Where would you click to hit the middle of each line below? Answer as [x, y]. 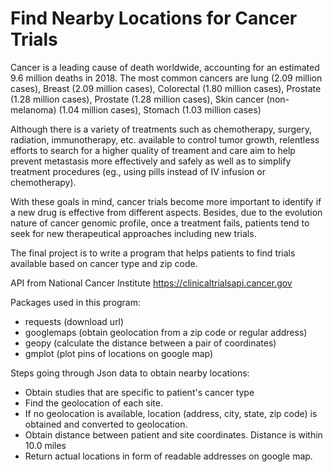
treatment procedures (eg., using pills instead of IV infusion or [138, 171]
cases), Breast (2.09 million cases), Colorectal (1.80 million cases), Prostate [166, 88]
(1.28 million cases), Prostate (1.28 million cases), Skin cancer [137, 99]
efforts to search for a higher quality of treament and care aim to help [153, 150]
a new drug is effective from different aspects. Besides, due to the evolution [166, 212]
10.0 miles [45, 445]
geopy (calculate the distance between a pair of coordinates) [150, 343]
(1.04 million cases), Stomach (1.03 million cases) [160, 109]
